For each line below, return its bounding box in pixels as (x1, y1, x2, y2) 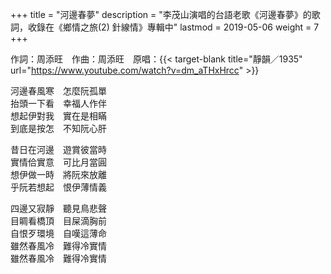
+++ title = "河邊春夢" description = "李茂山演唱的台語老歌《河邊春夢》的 (10, 9, 312, 20)
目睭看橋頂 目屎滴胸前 (10, 215, 107, 227)
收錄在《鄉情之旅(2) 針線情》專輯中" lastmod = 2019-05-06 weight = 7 (27, 21, 320, 33)
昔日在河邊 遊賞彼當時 (10, 144, 107, 155)
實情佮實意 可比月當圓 (10, 156, 107, 168)
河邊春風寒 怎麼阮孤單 (10, 85, 107, 97)
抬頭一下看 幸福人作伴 (10, 98, 107, 109)
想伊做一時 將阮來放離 (10, 169, 107, 180)
